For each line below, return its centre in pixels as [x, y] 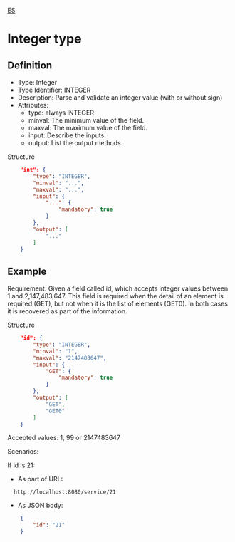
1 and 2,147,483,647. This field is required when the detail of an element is [116, 296]
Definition [30, 65]
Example [27, 271]
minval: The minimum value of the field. [86, 120]
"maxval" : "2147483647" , [70, 358]
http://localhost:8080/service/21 [65, 492]
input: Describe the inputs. [67, 135]
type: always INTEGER [61, 113]
